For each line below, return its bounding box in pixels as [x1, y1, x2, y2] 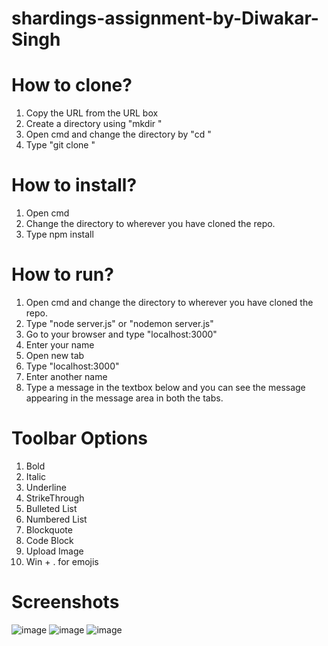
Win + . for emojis [25, 555, 99, 567]
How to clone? [11, 74, 133, 97]
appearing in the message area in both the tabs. [25, 392, 224, 404]
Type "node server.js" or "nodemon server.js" [25, 318, 214, 329]
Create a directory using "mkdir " [25, 118, 163, 130]
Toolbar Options [11, 427, 148, 450]
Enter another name [25, 371, 108, 382]
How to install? [11, 174, 138, 197]
